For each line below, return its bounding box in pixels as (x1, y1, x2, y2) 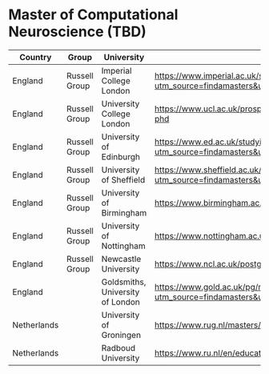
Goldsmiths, (101, 276, 147, 288)
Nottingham (101, 240, 146, 251)
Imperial (101, 65, 132, 76)
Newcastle (101, 253, 142, 264)
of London (101, 296, 140, 308)
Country (19, 51, 52, 62)
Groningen (101, 329, 142, 340)
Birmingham (101, 207, 147, 218)
